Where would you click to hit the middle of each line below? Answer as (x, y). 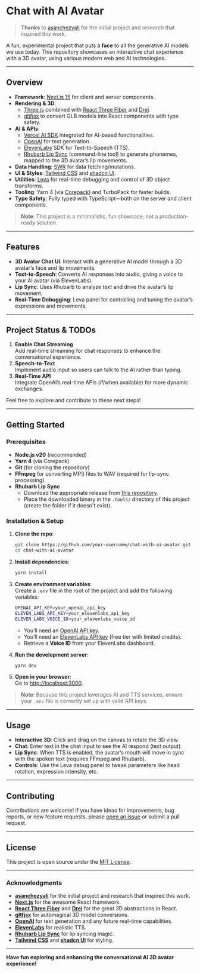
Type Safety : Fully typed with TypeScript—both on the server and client (103, 198)
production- (174, 216)
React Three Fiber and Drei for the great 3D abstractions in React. (96, 909)
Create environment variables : (53, 584)
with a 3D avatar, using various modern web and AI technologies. (86, 58)
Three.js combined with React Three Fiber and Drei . (87, 109)
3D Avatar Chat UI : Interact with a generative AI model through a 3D (98, 261)
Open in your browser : (43, 677)
